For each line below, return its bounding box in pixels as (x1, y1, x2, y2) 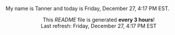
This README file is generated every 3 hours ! (43, 16, 155, 23)
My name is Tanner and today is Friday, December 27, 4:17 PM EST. (5, 5, 170, 12)
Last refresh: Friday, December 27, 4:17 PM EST (40, 23, 157, 29)
